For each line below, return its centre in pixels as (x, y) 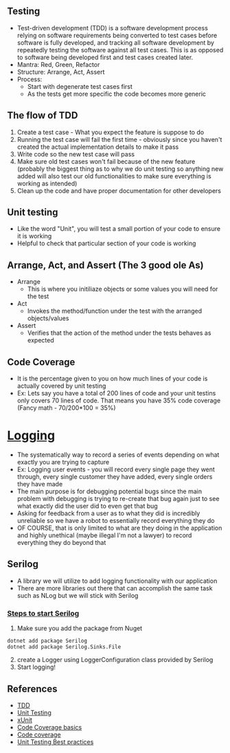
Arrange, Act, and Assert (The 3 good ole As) (105, 265)
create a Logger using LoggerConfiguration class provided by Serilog (115, 660)
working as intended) (47, 183)
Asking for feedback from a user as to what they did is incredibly (108, 513)
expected (41, 340)
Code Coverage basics (49, 727)
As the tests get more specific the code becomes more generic (117, 94)
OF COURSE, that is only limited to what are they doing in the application (119, 528)
